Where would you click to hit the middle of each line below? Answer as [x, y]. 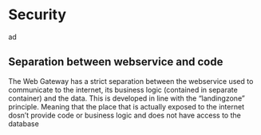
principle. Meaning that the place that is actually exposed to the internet [127, 106]
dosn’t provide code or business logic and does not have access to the [125, 115]
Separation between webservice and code [116, 62]
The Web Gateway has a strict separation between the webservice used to [131, 81]
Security [37, 15]
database [24, 123]
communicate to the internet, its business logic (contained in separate [123, 89]
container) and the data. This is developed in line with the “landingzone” [127, 98]
